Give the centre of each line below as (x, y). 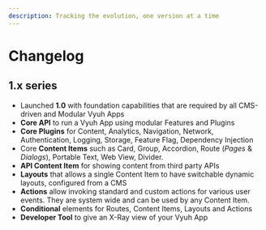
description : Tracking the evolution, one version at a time (114, 16)
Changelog (46, 55)
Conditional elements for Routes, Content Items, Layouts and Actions (136, 208)
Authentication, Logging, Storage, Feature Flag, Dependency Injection (137, 139)
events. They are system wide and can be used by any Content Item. (135, 200)
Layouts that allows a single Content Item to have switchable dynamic (137, 174)
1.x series (33, 86)
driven (31, 113)
